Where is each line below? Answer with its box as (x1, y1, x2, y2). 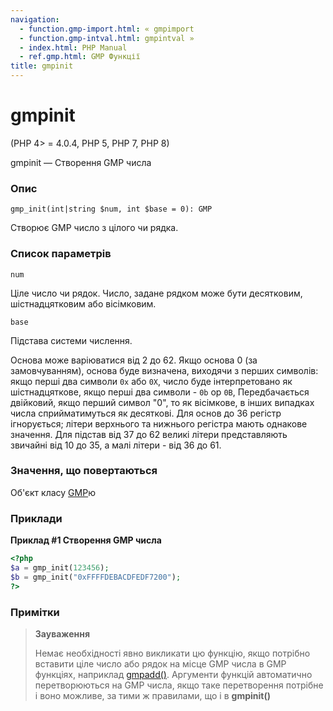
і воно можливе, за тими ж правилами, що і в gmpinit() (34, 689, 271, 701)
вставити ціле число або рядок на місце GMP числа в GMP (34, 657, 287, 670)
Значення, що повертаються (10, 464, 158, 478)
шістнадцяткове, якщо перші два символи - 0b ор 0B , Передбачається (10, 386, 310, 398)
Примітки (10, 605, 60, 619)
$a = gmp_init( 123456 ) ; (10, 563, 110, 573)
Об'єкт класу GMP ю (10, 486, 96, 498)
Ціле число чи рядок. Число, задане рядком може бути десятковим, (10, 287, 303, 299)
